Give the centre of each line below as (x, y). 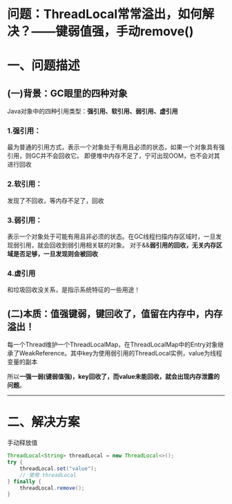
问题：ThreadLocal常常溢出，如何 (105, 14)
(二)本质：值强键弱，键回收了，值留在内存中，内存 (115, 314)
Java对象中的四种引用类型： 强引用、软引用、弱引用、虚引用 (93, 111)
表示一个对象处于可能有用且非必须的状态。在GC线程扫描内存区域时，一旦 (112, 236)
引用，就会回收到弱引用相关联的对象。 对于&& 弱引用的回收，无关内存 (117, 245)
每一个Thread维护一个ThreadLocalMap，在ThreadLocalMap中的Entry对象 (113, 345)
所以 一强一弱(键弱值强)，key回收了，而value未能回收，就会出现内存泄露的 (114, 377)
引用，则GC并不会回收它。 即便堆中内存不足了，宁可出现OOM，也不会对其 (114, 156)
